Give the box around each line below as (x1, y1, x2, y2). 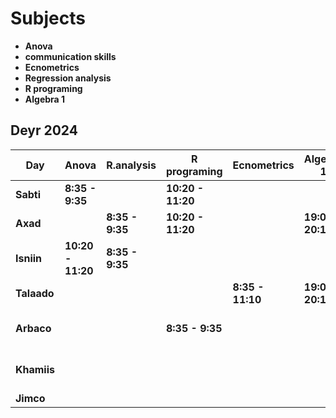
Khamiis (15, 362, 55, 376)
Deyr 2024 (10, 122, 78, 139)
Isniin (15, 251, 43, 265)
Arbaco (15, 321, 52, 335)
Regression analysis (24, 72, 112, 84)
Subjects (10, 7, 86, 30)
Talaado (15, 286, 55, 300)
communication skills (24, 50, 117, 62)
